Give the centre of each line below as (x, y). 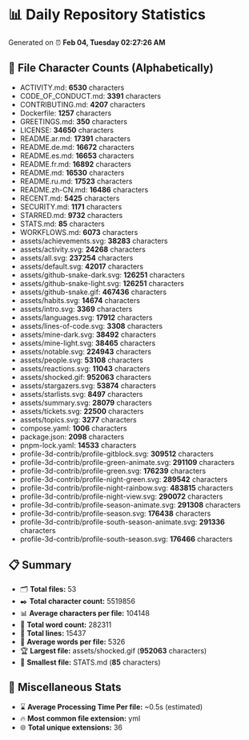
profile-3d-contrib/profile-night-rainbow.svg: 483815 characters (127, 487)
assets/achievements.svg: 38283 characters (94, 241)
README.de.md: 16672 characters (77, 147)
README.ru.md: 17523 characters (76, 181)
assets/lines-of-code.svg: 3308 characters (91, 326)
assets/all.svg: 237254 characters (76, 257)
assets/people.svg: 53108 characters (82, 360)
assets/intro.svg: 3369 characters (76, 309)
